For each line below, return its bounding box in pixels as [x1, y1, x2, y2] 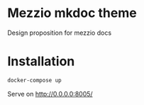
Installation [7, 53, 75, 70]
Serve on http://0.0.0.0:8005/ [7, 89, 94, 98]
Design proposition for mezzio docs [7, 28, 112, 37]
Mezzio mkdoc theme [7, 5, 137, 21]
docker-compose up [7, 77, 62, 84]
